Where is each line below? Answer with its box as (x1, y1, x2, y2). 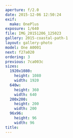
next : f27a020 (5, 50, 35, 55)
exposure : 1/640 (5, 26, 39, 31)
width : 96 (14, 120, 35, 125)
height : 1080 (14, 73, 41, 78)
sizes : (5, 64, 19, 69)
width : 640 (14, 92, 37, 97)
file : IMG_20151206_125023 (5, 31, 61, 36)
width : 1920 (14, 78, 39, 83)
